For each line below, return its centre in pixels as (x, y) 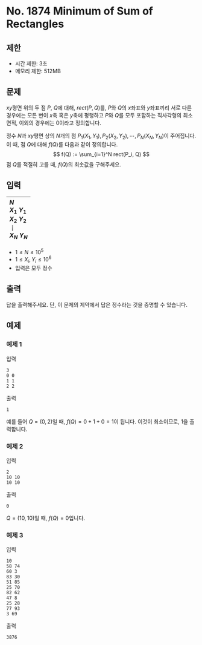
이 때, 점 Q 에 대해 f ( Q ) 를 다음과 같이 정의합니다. (62, 144)
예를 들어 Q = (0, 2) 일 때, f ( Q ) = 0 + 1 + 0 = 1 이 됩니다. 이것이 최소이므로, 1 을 (97, 421)
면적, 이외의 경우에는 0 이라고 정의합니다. (54, 123)
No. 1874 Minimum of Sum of (80, 11)
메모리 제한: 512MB (38, 71)
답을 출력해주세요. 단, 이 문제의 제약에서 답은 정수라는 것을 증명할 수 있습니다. (97, 304)
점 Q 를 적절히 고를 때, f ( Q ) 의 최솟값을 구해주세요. (64, 164)
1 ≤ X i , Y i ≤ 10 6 (33, 260)
